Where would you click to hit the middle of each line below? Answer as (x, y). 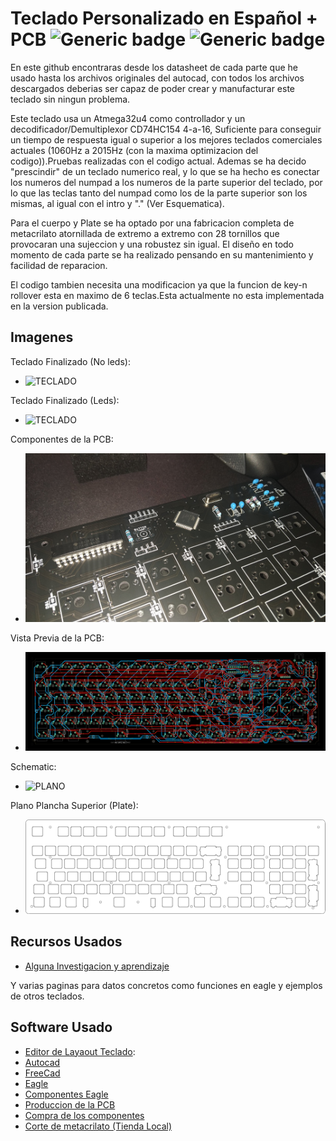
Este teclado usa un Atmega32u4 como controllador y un (128, 118)
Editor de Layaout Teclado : (80, 1051)
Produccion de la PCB (70, 1104)
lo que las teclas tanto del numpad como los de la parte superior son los (159, 193)
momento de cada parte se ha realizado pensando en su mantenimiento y (162, 254)
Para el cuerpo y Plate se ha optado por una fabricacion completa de (152, 223)
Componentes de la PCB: (62, 439)
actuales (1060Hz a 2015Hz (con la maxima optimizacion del (134, 150)
